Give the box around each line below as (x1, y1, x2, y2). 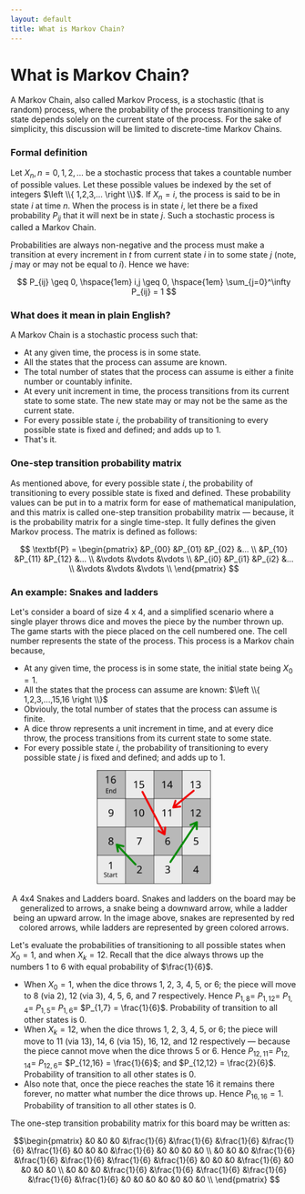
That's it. (23, 434, 57, 445)
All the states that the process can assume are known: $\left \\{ (23, 683, 260, 695)
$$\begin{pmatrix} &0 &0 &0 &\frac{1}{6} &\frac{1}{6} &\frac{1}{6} (13, 1136, 260, 1147)
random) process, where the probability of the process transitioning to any (10, 105, 290, 116)
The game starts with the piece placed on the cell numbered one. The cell (10, 626, 288, 637)
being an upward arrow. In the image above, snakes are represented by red (13, 912, 295, 923)
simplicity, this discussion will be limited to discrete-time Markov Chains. (10, 124, 283, 135)
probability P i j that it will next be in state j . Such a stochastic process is (10, 210, 276, 223)
